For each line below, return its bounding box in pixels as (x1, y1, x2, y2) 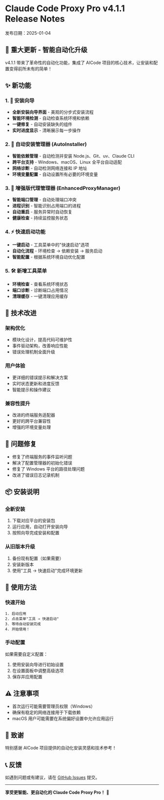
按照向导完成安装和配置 (12, 530, 60, 536)
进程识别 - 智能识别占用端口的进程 (12, 203, 82, 209)
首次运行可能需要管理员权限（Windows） (12, 703, 95, 709)
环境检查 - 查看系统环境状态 (12, 281, 68, 287)
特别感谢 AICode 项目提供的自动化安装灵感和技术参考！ (5, 745, 117, 751)
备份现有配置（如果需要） (12, 555, 64, 561)
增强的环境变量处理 (12, 424, 51, 430)
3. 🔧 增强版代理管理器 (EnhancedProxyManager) (5, 185, 121, 191)
